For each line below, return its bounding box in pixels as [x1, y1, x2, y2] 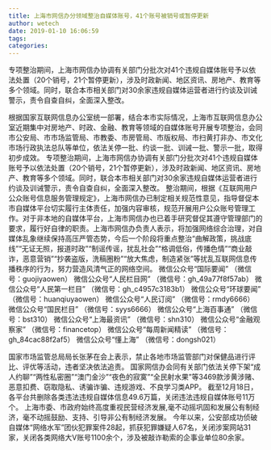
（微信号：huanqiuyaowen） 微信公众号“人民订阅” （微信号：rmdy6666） [8, 294, 255, 304]
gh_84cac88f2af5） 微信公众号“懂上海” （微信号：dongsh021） [8, 334, 220, 344]
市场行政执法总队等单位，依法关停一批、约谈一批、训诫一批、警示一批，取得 [8, 143, 263, 153]
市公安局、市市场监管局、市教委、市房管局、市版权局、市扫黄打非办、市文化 [8, 132, 263, 142]
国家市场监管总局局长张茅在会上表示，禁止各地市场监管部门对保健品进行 [8, 352, 248, 362]
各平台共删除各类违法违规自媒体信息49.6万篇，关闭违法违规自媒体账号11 [8, 393, 248, 402]
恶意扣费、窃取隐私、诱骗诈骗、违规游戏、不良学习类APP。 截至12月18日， [8, 382, 258, 392]
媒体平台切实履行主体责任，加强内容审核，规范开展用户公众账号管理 [22, 204, 248, 213]
